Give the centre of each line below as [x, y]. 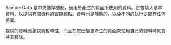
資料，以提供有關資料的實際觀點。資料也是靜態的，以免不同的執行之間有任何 [85, 14]
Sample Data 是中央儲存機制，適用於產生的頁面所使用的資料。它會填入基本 [84, 7]
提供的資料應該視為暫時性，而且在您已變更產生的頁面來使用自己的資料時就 [83, 31]
